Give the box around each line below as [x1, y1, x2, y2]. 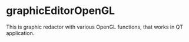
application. [6, 29, 35, 36]
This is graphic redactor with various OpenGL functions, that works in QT [6, 23, 184, 30]
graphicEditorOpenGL [6, 4, 115, 17]
